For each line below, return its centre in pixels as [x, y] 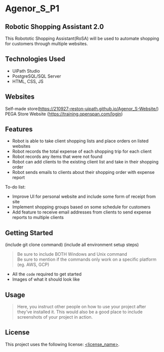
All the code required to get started [47, 274]
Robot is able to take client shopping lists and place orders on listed [80, 141]
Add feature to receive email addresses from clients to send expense [82, 212]
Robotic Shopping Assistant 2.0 [55, 27]
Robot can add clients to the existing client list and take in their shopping [85, 162]
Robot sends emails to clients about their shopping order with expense [83, 172]
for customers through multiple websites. [47, 44]
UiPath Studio [26, 71]
